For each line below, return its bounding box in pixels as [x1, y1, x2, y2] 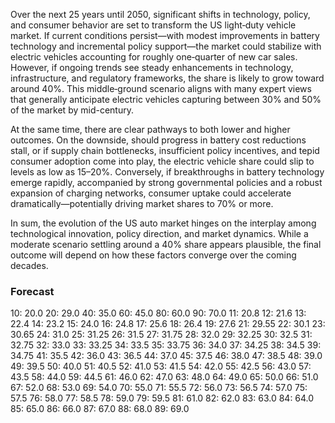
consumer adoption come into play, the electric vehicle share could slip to [10, 155, 315, 167]
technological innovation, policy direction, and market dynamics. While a [10, 228, 309, 239]
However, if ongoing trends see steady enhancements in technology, [10, 62, 294, 73]
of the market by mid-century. [10, 104, 134, 116]
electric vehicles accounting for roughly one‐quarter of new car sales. [10, 51, 298, 63]
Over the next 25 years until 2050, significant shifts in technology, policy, [10, 9, 311, 20]
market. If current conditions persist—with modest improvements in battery [10, 30, 320, 41]
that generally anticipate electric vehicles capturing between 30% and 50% [10, 94, 322, 105]
